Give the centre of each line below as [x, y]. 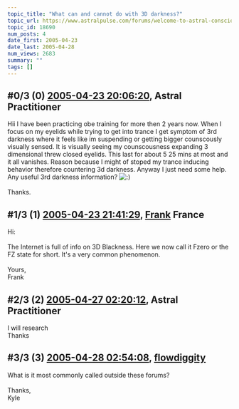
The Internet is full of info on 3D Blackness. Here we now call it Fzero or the [118, 247]
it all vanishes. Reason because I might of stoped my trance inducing [108, 162]
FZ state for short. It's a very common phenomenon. [84, 254]
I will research [28, 328]
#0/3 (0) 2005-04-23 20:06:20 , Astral [95, 96]
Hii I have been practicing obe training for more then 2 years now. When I [115, 124]
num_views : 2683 [31, 54]
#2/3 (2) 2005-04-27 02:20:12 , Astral [93, 300]
